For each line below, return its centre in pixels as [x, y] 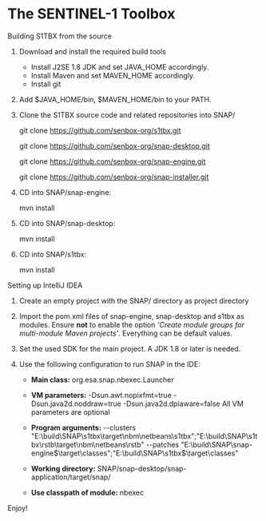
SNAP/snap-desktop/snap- [142, 468]
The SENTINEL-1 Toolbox [91, 14]
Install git [46, 84]
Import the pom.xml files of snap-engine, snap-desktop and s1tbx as [131, 316]
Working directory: [63, 468]
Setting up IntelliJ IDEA [45, 285]
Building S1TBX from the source [60, 36]
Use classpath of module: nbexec [87, 492]
